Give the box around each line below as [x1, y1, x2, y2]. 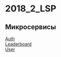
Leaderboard [5, 41, 32, 47]
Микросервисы [5, 23, 56, 31]
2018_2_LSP [5, 3, 57, 14]
